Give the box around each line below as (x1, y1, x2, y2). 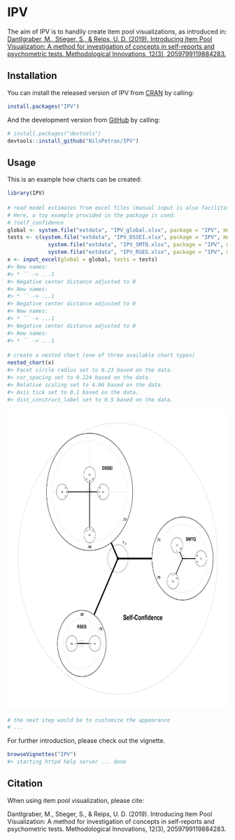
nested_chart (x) (7, 360, 55, 366)
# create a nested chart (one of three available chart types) (7, 352, 196, 359)
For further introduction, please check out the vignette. (7, 736, 166, 745)
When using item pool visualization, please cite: (7, 796, 145, 804)
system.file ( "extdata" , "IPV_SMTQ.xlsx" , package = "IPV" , (48, 241, 224, 248)
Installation (7, 70, 57, 82)
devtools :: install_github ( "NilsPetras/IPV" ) (7, 137, 139, 144)
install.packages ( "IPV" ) (7, 103, 80, 110)
